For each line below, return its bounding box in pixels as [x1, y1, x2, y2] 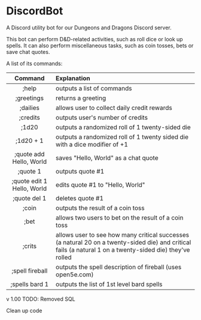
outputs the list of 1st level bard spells [56, 280, 163, 288]
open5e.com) [56, 270, 94, 279]
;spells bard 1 [10, 280, 49, 288]
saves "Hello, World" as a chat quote [56, 154, 159, 162]
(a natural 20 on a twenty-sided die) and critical [56, 238, 191, 246]
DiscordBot [6, 4, 63, 18]
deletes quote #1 [56, 194, 103, 202]
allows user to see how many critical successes [56, 230, 190, 239]
